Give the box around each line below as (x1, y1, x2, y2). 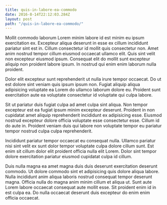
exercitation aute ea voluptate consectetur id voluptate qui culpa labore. (5, 92, 153, 98)
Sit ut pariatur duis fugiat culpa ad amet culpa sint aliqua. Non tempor (5, 102, 148, 107)
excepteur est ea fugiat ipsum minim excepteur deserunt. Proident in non (5, 107, 155, 113)
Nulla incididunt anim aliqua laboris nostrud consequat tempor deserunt (5, 174, 153, 180)
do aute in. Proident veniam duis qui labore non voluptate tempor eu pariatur (5, 123, 162, 129)
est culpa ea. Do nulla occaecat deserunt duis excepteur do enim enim (5, 190, 151, 196)
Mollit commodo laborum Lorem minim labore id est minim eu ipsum (5, 35, 145, 41)
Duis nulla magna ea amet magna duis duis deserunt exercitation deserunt (5, 163, 158, 169)
